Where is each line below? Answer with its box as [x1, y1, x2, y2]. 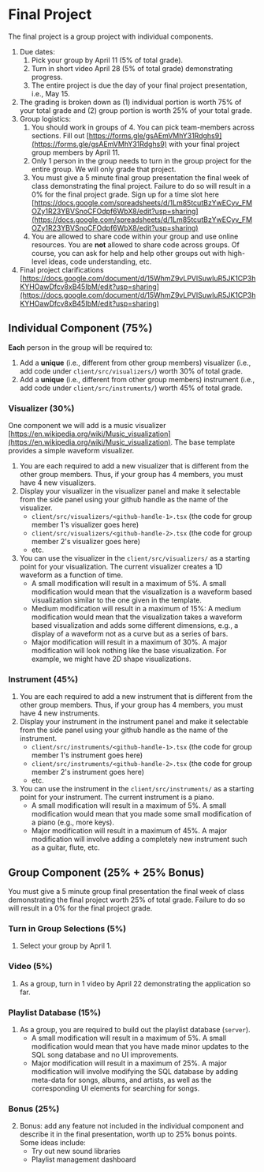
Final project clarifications [19, 265, 104, 274]
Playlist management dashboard [31, 1155, 136, 1164]
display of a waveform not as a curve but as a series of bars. [31, 629, 229, 639]
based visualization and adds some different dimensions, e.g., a [31, 621, 239, 630]
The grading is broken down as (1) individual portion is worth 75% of [19, 97, 242, 107]
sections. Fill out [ [31, 130, 89, 140]
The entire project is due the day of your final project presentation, [31, 81, 248, 90]
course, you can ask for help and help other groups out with [31, 248, 226, 257]
